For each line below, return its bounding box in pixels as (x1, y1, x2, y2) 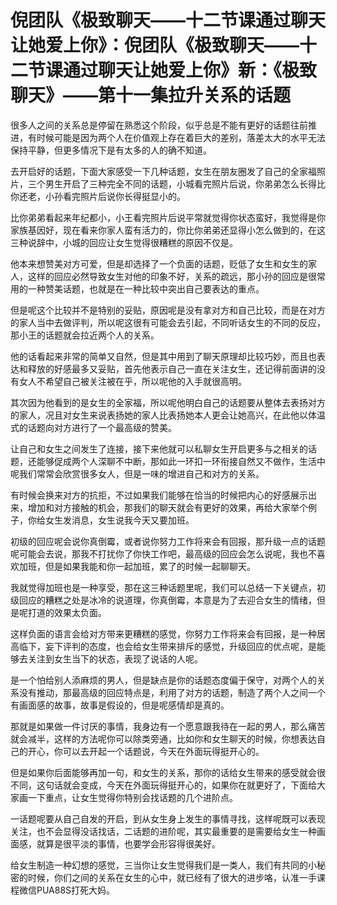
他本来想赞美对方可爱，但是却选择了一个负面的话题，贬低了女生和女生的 (10, 257, 308, 270)
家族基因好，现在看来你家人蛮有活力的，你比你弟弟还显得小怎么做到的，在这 (10, 224, 326, 236)
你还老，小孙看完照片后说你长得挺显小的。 (10, 190, 186, 202)
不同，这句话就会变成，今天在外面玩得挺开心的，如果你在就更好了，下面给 (10, 779, 317, 791)
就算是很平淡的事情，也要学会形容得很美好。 (36, 837, 221, 850)
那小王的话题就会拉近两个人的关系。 (10, 329, 160, 341)
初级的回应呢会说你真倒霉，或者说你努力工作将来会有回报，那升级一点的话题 (10, 535, 326, 547)
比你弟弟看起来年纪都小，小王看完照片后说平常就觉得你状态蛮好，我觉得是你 (10, 211, 326, 223)
